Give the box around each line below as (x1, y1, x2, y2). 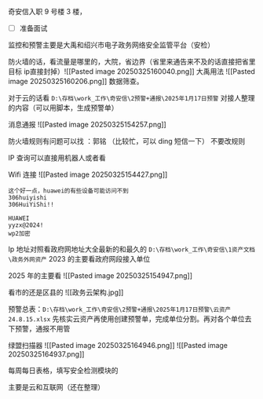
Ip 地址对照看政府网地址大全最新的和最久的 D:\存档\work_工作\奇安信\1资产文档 (8, 244, 255, 254)
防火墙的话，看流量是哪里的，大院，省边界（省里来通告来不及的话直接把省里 (8, 57, 256, 67)
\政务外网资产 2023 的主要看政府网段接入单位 (8, 254, 151, 264)
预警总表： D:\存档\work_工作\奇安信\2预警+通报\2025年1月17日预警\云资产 (8, 305, 232, 314)
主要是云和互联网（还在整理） (8, 383, 104, 392)
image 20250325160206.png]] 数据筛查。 (8, 77, 144, 86)
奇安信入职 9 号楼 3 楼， (8, 7, 87, 16)
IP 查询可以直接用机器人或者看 (8, 153, 106, 163)
